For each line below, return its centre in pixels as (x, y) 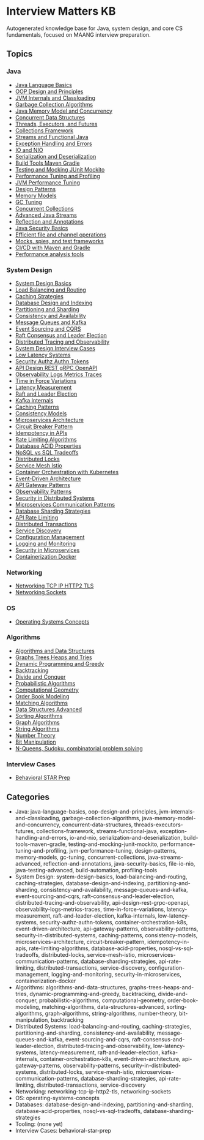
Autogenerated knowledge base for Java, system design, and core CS (95, 28)
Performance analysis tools (49, 254)
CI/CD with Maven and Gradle (53, 247)
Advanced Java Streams (46, 215)
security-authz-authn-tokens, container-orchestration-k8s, (114, 922)
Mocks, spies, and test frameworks (59, 241)
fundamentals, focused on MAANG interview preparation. (78, 34)
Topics (20, 54)
